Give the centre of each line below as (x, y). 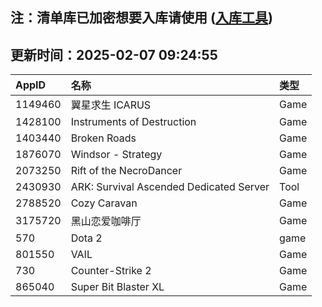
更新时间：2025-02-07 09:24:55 (114, 54)
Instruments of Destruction (133, 122)
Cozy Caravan (104, 203)
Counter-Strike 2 (111, 271)
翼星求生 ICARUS (111, 105)
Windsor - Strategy (116, 155)
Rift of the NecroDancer (126, 171)
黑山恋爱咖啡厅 (106, 221)
